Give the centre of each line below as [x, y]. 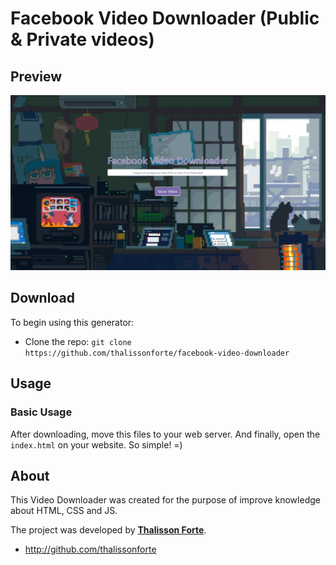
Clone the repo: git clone [78, 341]
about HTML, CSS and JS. [64, 511]
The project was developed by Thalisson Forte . [108, 530]
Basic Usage [41, 412]
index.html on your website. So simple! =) [96, 444]
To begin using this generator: [72, 322]
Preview [36, 76]
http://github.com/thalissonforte [90, 549]
